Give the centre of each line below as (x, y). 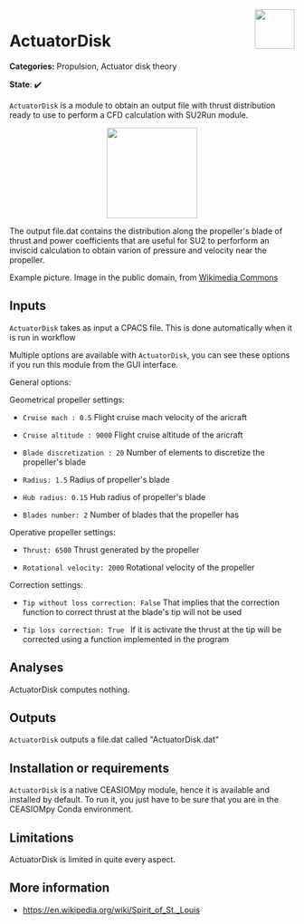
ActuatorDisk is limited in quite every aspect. (93, 859)
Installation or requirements (90, 768)
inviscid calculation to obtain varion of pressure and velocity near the (138, 250)
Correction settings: (47, 584)
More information (60, 888)
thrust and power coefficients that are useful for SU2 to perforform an (139, 240)
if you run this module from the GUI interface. (94, 364)
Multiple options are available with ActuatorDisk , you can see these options (150, 355)
